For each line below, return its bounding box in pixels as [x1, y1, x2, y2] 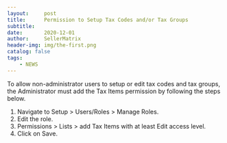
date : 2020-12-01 [7, 29, 75, 36]
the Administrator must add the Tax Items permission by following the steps [7, 87, 221, 95]
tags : [7, 55, 23, 62]
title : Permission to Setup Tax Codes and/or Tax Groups [7, 16, 189, 23]
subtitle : [7, 23, 36, 29]
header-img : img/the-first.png [7, 42, 97, 49]
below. [7, 94, 26, 103]
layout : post [7, 10, 57, 17]
